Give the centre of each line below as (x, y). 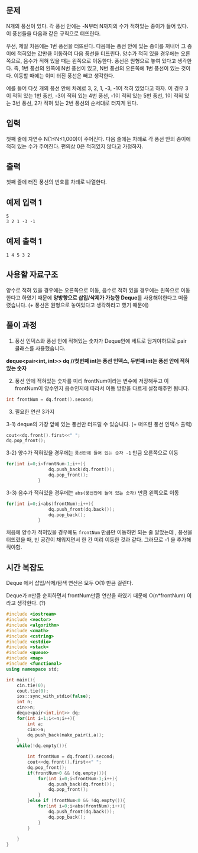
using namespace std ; (33, 669)
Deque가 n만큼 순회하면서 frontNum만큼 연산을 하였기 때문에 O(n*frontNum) (96, 596)
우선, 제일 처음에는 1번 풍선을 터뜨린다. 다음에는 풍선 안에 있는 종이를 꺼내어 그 (96, 46)
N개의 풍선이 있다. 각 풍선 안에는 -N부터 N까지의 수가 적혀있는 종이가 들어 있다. (97, 26)
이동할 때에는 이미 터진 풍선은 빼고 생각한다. (64, 75)
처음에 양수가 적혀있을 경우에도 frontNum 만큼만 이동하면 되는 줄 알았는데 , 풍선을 (99, 532)
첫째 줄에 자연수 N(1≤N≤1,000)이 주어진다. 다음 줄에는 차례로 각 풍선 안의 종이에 (98, 139)
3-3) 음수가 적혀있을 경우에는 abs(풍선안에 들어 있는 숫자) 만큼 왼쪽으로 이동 (92, 493)
